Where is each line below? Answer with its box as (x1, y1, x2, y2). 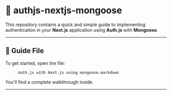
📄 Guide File (5, 46, 45, 55)
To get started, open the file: (5, 60, 66, 66)
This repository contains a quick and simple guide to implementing (5, 21, 146, 28)
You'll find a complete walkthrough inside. (5, 79, 94, 85)
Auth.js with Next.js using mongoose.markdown (17, 70, 119, 75)
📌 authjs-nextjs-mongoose (5, 5, 122, 16)
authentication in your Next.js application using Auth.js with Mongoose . (5, 27, 159, 33)
